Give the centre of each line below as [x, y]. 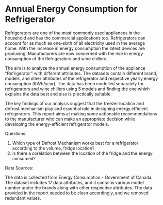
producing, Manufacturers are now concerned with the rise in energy [74, 53]
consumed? [24, 158]
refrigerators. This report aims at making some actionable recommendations [81, 113]
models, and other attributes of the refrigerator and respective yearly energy [81, 78]
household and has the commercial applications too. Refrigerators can [75, 38]
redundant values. [23, 198]
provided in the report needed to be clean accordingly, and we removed [77, 193]
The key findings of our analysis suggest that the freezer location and [74, 103]
